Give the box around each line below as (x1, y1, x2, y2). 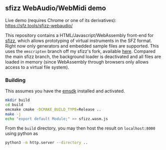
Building (5, 76, 26, 83)
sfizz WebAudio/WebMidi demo (5, 4, 106, 12)
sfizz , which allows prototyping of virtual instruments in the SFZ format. (5, 37, 152, 43)
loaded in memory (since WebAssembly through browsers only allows (5, 58, 149, 64)
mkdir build (5, 97, 30, 103)
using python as (5, 130, 38, 136)
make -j (5, 111, 21, 116)
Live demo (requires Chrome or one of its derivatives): (5, 17, 117, 23)
